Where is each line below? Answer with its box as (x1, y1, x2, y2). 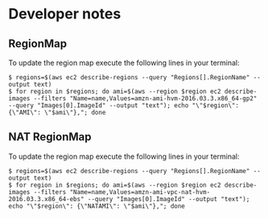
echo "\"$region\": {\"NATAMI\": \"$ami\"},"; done (8, 202, 185, 210)
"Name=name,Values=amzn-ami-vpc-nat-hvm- (69, 188, 211, 196)
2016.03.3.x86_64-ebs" (8, 195, 85, 203)
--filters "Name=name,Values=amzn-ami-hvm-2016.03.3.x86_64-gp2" (33, 95, 258, 103)
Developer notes (8, 5, 122, 23)
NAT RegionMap (8, 130, 92, 144)
